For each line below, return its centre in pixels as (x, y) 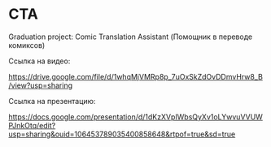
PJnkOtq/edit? (32, 125)
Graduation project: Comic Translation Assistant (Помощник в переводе (131, 37)
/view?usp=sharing (41, 85)
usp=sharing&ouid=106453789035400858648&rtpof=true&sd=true (122, 134)
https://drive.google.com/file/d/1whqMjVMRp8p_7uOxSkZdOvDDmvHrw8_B (135, 76)
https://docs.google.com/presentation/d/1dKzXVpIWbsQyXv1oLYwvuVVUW (135, 117)
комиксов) (27, 45)
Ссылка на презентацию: (52, 101)
